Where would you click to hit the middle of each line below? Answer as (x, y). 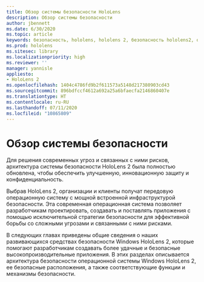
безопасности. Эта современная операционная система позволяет (94, 204)
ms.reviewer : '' (27, 62)
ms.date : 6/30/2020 (31, 29)
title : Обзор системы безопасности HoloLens (63, 12)
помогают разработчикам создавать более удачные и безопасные (93, 248)
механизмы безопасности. (41, 274)
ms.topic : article (29, 35)
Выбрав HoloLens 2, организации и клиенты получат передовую (90, 191)
